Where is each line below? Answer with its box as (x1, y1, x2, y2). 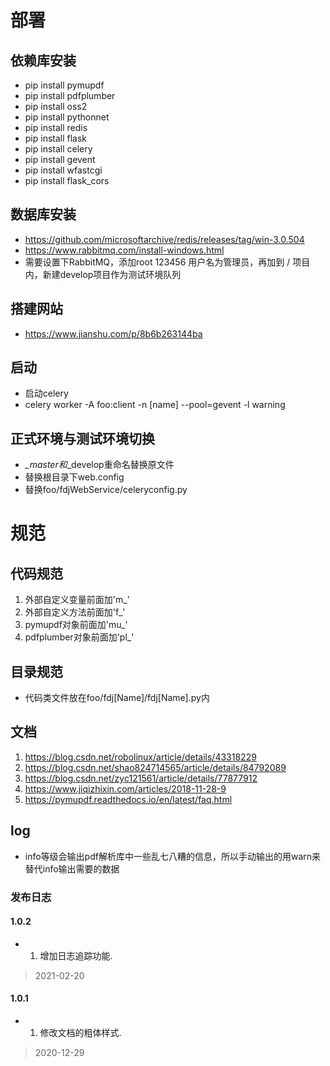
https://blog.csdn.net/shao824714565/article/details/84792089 (24, 761, 287, 773)
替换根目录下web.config (24, 471, 125, 483)
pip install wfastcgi (24, 164, 103, 176)
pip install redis (24, 122, 88, 133)
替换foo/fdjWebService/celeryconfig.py (24, 484, 188, 496)
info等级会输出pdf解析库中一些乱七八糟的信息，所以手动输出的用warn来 (24, 850, 322, 862)
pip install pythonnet (24, 111, 110, 123)
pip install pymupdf (24, 79, 105, 91)
